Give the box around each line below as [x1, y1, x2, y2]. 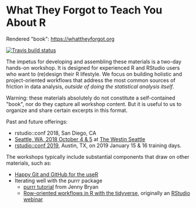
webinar [23, 196, 43, 203]
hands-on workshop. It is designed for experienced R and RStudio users [6, 64, 180, 71]
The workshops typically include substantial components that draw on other [6, 153, 190, 160]
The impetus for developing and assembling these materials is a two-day [6, 58, 182, 65]
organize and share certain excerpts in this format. [6, 107, 128, 114]
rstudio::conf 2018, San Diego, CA [14, 129, 97, 137]
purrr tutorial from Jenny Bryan [23, 183, 99, 190]
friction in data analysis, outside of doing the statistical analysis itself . [6, 83, 174, 90]
